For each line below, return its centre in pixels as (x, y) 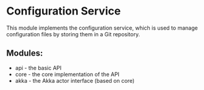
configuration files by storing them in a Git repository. (73, 34)
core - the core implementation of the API (67, 74)
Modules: (25, 53)
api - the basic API (38, 68)
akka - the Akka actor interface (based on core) (75, 80)
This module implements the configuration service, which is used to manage (102, 28)
